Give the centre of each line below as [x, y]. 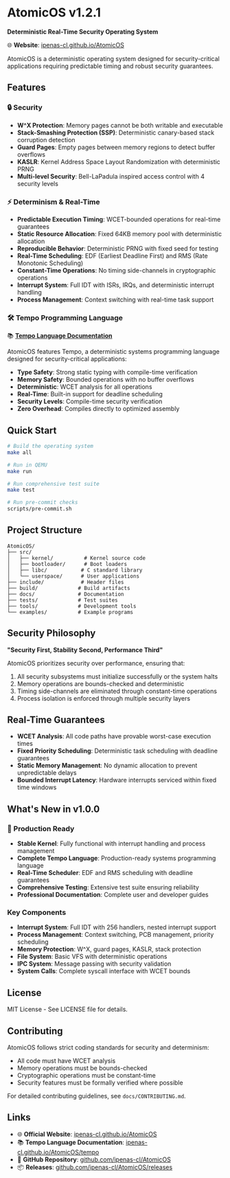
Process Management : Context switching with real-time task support [115, 299]
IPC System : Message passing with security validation [94, 964]
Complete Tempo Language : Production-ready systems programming [116, 858]
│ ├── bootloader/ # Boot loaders [67, 564]
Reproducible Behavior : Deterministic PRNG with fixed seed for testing [117, 248]
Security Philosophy [51, 633]
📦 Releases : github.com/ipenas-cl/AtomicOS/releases [95, 1167]
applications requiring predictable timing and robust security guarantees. [110, 66]
